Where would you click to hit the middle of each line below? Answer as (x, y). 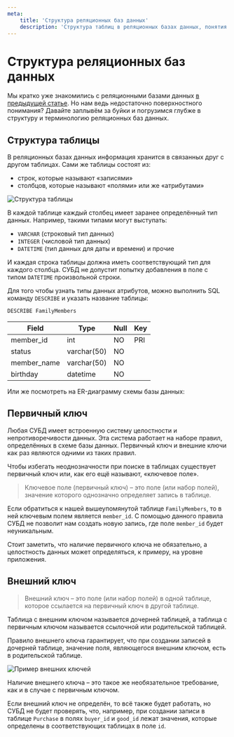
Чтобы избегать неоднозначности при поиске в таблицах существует (112, 466)
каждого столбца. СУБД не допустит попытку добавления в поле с (108, 270)
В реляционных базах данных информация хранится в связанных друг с (116, 157)
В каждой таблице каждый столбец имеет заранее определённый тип (112, 213)
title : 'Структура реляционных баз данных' (84, 20)
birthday (25, 374)
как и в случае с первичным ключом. (63, 690)
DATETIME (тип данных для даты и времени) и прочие (96, 249)
